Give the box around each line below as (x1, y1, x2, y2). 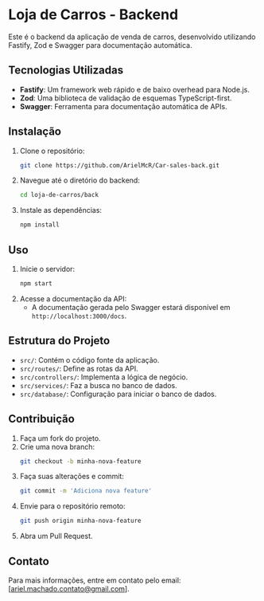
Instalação (8, 125, 62, 139)
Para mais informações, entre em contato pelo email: (8, 575, 181, 585)
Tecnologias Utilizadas (8, 64, 124, 77)
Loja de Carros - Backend (8, 6, 179, 24)
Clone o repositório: (19, 146, 85, 155)
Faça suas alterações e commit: (19, 472, 125, 481)
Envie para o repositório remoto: (19, 501, 126, 511)
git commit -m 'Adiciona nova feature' (19, 487, 153, 495)
